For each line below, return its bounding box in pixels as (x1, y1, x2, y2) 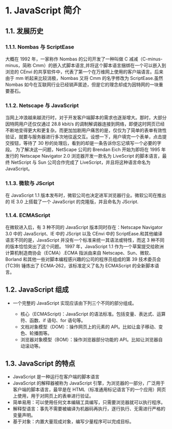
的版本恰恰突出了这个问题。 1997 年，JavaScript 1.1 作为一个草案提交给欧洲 (5, 243, 164, 249)
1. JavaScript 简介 (5, 5, 81, 16)
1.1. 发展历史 (5, 27, 44, 35)
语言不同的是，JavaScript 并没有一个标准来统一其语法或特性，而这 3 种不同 (5, 237, 165, 243)
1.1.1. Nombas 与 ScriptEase (5, 43, 74, 50)
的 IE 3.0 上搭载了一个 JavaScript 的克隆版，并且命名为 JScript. (5, 199, 139, 205)
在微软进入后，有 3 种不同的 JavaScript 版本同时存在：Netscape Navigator (5, 224, 163, 230)
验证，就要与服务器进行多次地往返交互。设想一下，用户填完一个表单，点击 (5, 134, 162, 140)
